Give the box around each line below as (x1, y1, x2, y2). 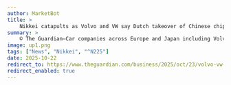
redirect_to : (7, 61, 45, 68)
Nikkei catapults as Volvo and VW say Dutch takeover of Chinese (19, 23, 211, 29)
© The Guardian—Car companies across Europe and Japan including (19, 36, 211, 42)
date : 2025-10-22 (7, 55, 57, 62)
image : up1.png (7, 42, 51, 49)
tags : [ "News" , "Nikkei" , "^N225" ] (7, 49, 109, 56)
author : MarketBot (7, 10, 60, 17)
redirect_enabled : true (7, 67, 76, 74)
